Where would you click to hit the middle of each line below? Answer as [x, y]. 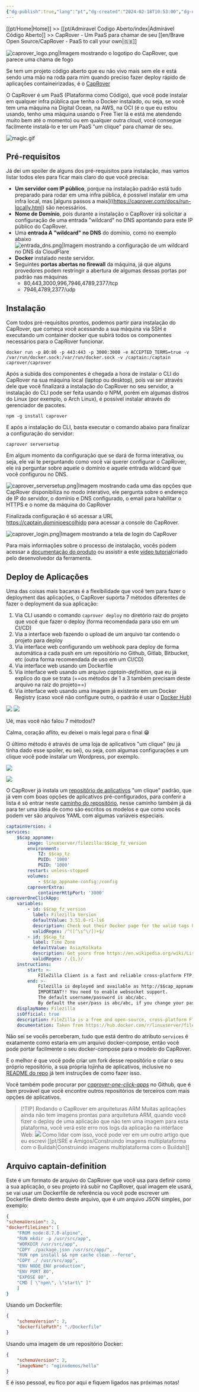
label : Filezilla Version [64, 915]
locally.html [29, 208]
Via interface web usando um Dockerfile [64, 666]
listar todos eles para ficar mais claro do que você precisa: [78, 177]
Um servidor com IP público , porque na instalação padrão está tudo [98, 189]
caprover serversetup [33, 445]
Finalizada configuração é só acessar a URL [60, 516]
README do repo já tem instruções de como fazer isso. [74, 1073]
